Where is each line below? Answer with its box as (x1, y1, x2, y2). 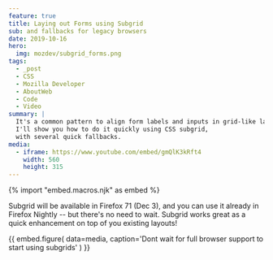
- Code (15, 95, 38, 103)
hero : (8, 42, 27, 50)
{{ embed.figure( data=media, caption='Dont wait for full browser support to (8, 234, 264, 244)
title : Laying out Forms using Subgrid (8, 19, 144, 28)
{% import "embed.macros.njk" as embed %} (8, 185, 160, 195)
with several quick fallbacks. (15, 132, 122, 141)
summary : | (8, 110, 45, 119)
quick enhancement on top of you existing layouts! (8, 219, 177, 228)
